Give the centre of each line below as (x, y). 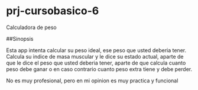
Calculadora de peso (32, 27)
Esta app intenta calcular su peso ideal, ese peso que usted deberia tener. (96, 50)
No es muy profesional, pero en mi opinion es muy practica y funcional (92, 81)
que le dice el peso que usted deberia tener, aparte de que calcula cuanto (96, 63)
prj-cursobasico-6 (53, 11)
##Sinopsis (20, 38)
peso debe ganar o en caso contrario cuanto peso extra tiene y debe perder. (99, 69)
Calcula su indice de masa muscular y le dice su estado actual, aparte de (95, 56)
